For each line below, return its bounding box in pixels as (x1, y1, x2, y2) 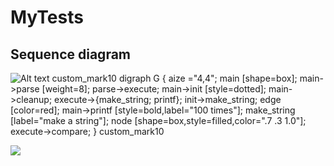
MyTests (10, 6, 84, 29)
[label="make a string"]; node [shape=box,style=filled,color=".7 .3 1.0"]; (10, 115, 307, 126)
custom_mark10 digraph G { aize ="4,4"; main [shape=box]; (51, 72, 298, 84)
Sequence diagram (10, 46, 132, 63)
